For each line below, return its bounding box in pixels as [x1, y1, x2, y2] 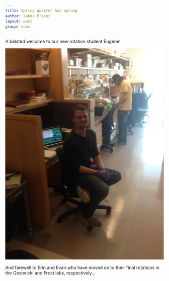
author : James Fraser [5, 13, 51, 19]
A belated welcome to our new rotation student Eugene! [5, 38, 121, 45]
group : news [5, 24, 30, 29]
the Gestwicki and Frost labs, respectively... [5, 270, 96, 276]
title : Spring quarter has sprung [5, 8, 78, 13]
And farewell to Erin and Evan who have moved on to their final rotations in [5, 264, 160, 271]
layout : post [5, 19, 33, 24]
